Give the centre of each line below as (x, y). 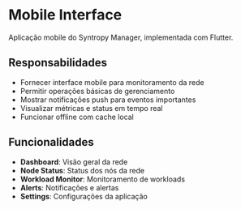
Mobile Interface (65, 15)
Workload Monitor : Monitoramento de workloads (102, 179)
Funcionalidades (52, 142)
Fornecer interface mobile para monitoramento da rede (112, 82)
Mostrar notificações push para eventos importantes (108, 100)
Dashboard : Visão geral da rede (74, 162)
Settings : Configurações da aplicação (84, 196)
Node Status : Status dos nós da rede (82, 170)
